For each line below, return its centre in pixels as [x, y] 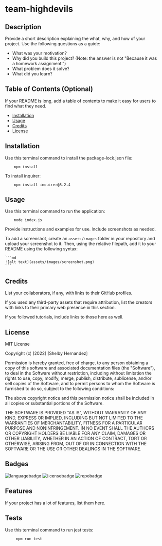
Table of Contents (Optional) [49, 89]
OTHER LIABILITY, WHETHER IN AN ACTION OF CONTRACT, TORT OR [76, 439]
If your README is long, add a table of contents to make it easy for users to [81, 101]
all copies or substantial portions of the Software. [54, 403]
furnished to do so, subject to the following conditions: [60, 389]
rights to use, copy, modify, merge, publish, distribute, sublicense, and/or [78, 378]
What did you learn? [32, 74]
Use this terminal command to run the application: [55, 211]
